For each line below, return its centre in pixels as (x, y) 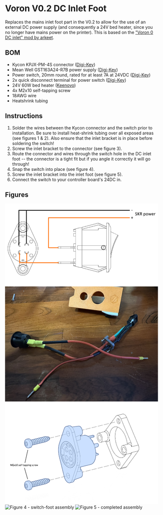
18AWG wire (24, 95)
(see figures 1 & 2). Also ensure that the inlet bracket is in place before (82, 138)
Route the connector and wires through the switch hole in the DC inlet (81, 153)
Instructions (24, 116)
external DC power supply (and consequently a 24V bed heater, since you (79, 27)
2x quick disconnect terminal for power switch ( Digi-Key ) (69, 80)
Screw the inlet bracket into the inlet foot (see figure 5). (67, 174)
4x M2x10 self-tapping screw (41, 90)
